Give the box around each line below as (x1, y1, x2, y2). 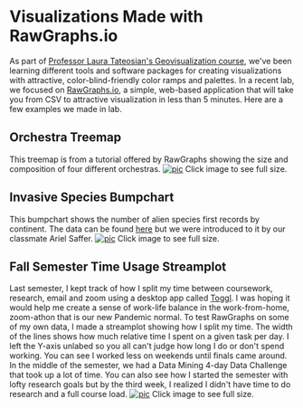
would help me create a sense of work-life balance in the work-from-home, (9, 302, 289, 313)
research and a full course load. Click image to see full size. (9, 389, 255, 400)
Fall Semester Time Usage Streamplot (9, 259, 227, 274)
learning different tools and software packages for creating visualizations (9, 65, 282, 76)
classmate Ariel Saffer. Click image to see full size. (9, 232, 220, 243)
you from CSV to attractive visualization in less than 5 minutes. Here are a (9, 93, 283, 105)
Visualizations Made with (9, 6, 204, 27)
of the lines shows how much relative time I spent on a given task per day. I (9, 331, 289, 342)
